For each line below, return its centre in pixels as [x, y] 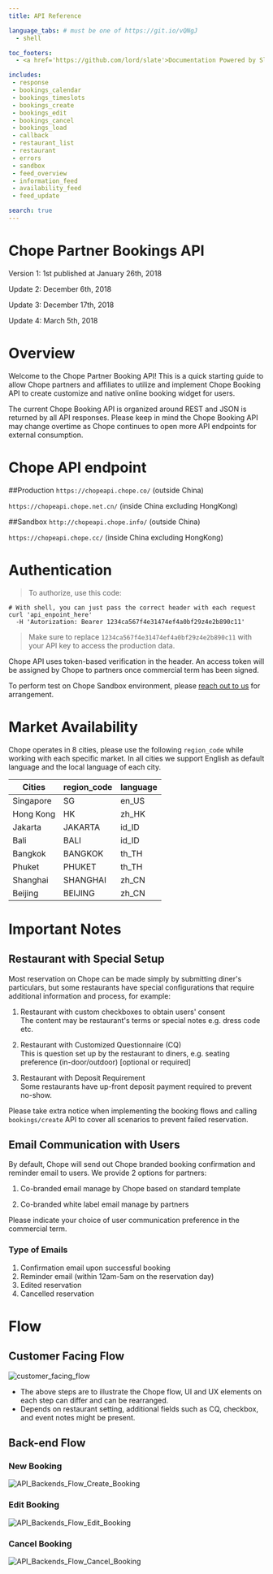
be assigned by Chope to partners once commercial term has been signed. [134, 670]
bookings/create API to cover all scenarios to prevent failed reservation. [128, 1119]
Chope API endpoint [78, 467]
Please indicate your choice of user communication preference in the [124, 1221]
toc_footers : [30, 53]
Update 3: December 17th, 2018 [61, 305]
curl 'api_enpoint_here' [50, 614]
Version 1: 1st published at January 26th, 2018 [85, 273]
